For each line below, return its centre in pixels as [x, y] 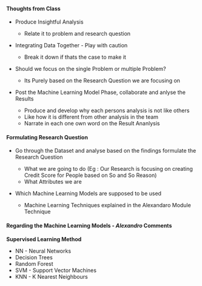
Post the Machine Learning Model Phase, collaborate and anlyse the [100, 92]
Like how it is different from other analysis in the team [91, 117]
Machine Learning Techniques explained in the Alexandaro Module [107, 205]
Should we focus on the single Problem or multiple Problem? [90, 69]
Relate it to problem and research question [77, 34]
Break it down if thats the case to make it [75, 57]
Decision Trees [34, 257]
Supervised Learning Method [44, 239]
